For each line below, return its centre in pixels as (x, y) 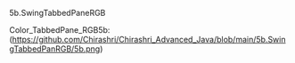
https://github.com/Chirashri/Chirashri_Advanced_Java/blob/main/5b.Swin (149, 39)
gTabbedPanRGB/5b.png (55, 49)
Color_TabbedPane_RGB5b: (60, 30)
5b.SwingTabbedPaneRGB (57, 13)
